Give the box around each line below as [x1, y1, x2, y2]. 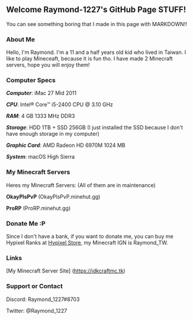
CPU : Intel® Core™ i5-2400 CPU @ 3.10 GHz [6, 101, 114, 108]
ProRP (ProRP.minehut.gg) [6, 204, 71, 212]
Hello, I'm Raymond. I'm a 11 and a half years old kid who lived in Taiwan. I [6, 49, 186, 56]
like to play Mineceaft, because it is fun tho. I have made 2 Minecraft [6, 55, 173, 62]
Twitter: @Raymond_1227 [6, 307, 67, 314]
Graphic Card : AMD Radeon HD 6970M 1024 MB [6, 142, 126, 149]
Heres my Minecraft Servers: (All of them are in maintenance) [6, 181, 156, 188]
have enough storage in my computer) [6, 130, 99, 137]
